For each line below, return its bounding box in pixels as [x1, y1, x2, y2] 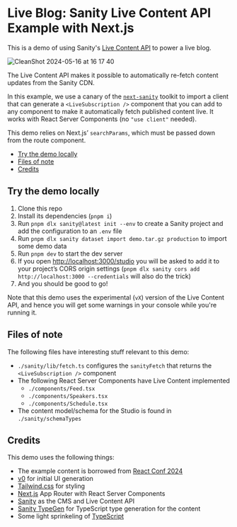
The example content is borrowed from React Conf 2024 [17, 467, 183, 475]
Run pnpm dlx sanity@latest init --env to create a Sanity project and [17, 219, 224, 227]
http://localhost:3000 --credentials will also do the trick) [17, 271, 191, 280]
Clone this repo [17, 204, 62, 212]
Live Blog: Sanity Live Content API [7, 5, 212, 21]
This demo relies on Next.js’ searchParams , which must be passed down [7, 128, 216, 137]
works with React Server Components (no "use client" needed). [7, 115, 197, 123]
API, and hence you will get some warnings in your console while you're [7, 300, 217, 309]
